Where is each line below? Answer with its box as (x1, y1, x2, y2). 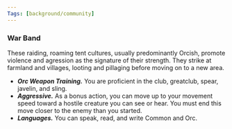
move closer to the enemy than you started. (17, 106, 142, 114)
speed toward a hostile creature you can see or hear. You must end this (17, 98, 222, 108)
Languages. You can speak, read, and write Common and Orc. (17, 114, 198, 122)
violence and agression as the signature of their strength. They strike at (7, 56, 212, 64)
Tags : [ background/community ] (7, 10, 95, 17)
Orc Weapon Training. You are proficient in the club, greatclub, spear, (17, 77, 219, 85)
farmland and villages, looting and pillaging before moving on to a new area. (7, 63, 224, 71)
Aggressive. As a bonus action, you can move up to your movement (17, 92, 213, 100)
